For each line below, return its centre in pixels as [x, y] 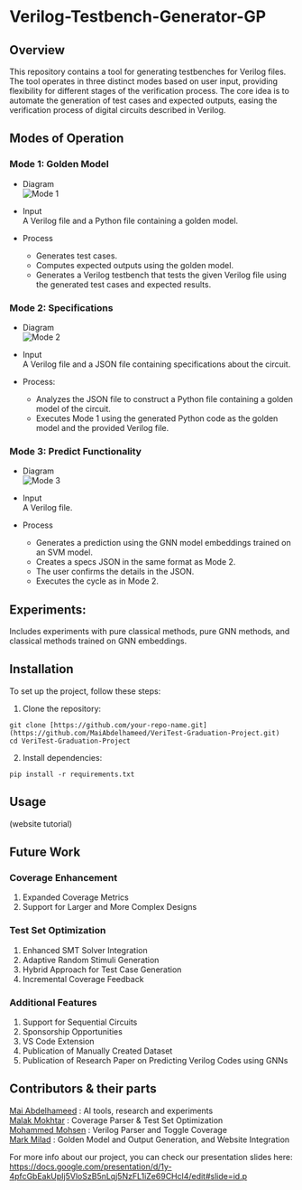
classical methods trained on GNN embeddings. [98, 641]
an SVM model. [64, 552]
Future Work [45, 853]
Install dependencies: [62, 757]
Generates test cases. [77, 256]
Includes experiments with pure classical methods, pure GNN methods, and [150, 632]
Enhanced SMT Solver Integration [85, 950]
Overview [37, 50]
